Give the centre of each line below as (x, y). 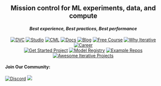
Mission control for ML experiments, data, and (83, 8)
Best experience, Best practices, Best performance (83, 28)
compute (83, 16)
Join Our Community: (28, 67)
